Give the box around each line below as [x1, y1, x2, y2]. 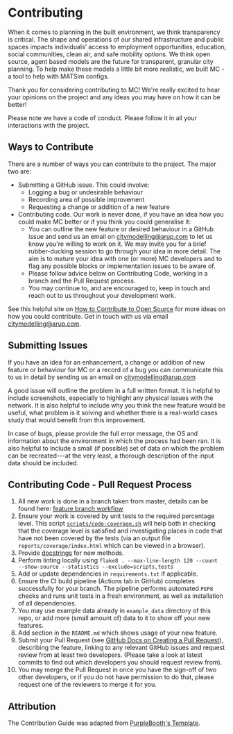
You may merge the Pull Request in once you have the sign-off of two [17, 665, 217, 674]
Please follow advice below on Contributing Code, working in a [28, 269, 208, 277]
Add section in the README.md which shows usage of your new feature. [17, 628, 218, 637]
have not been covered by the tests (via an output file [17, 534, 171, 542]
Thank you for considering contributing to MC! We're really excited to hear [8, 85, 221, 94]
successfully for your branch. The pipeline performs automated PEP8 [17, 585, 214, 593]
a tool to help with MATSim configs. [8, 72, 110, 81]
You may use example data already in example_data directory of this [17, 606, 211, 615]
